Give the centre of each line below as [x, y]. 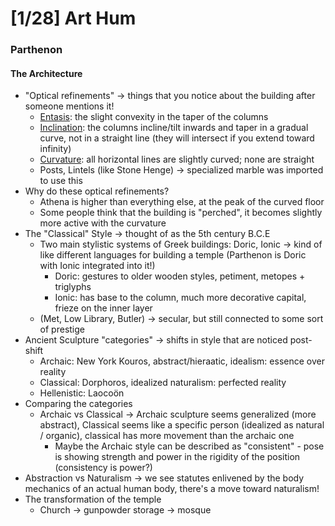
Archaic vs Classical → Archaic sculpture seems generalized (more [178, 414]
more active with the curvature [103, 223]
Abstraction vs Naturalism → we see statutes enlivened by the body [164, 478]
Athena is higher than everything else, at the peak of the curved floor [182, 202]
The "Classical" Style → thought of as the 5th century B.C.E [147, 234]
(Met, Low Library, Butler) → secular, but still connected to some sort [181, 319]
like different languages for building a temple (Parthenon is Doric [173, 255]
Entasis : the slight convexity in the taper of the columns [154, 117]
